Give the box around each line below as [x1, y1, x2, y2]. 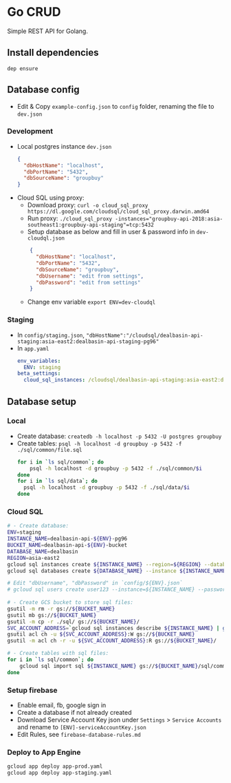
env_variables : [16, 357, 61, 364]
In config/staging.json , [16, 331, 85, 339]
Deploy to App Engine [7, 747, 81, 757]
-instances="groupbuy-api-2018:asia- [115, 216, 223, 222]
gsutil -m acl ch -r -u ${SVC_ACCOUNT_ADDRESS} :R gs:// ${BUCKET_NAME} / [7, 638, 217, 645]
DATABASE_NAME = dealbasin [7, 548, 78, 555]
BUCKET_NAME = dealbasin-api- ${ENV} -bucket [7, 542, 128, 549]
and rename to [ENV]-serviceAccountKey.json [16, 722, 146, 731]
